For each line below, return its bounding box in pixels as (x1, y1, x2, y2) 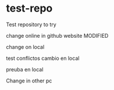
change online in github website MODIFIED (6, 32, 109, 39)
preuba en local (6, 66, 44, 73)
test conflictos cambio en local (6, 55, 80, 62)
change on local (6, 43, 45, 51)
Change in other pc (6, 77, 52, 84)
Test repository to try (6, 21, 56, 28)
